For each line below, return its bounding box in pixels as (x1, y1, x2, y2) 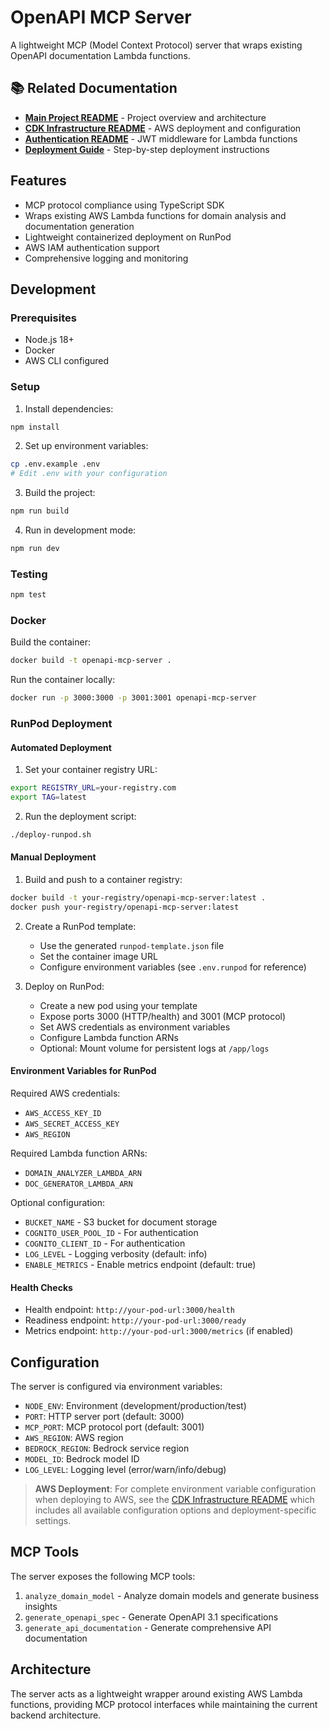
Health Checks (10, 1281, 73, 1293)
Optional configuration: (10, 1197, 106, 1209)
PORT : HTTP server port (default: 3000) (24, 1411, 185, 1423)
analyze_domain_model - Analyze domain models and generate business (24, 1589, 320, 1601)
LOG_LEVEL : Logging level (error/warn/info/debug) (24, 1464, 227, 1476)
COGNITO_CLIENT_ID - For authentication (24, 1237, 186, 1250)
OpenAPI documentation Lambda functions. (10, 49, 191, 61)
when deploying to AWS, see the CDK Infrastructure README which (34, 1494, 315, 1506)
